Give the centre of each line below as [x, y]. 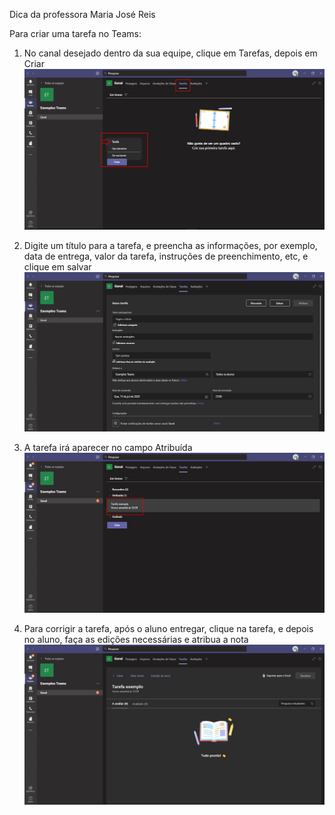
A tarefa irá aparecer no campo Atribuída [108, 448]
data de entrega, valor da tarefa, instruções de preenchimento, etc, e [166, 256]
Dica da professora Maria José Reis [82, 14]
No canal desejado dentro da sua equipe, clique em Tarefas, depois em [170, 53]
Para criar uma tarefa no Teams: [75, 33]
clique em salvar [57, 266]
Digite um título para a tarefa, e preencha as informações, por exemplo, [170, 245]
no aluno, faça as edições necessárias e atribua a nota [136, 640]
